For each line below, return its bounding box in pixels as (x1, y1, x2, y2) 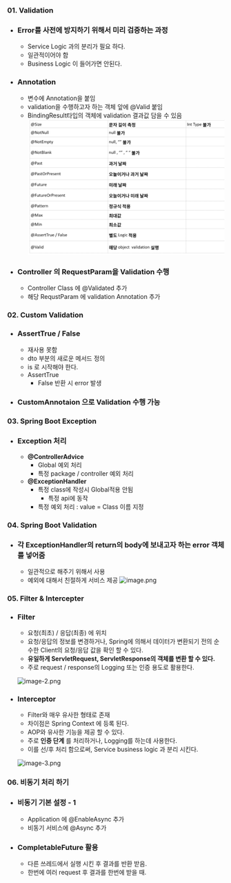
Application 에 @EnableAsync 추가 (27, 815, 125, 823)
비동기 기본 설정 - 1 (17, 798, 77, 808)
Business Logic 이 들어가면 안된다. (27, 59, 123, 68)
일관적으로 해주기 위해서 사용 (27, 567, 106, 575)
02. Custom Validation (7, 310, 84, 320)
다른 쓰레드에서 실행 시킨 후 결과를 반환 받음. (27, 859, 147, 868)
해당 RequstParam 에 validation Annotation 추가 (27, 293, 161, 301)
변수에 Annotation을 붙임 (27, 94, 96, 102)
